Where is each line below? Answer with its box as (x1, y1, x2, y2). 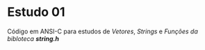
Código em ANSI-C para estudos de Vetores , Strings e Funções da (7, 27, 198, 35)
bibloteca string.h (7, 34, 59, 42)
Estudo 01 (7, 4, 65, 20)
